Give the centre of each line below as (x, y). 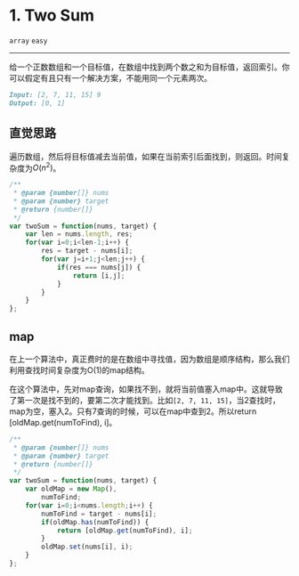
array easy (28, 41)
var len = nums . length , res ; (79, 234)
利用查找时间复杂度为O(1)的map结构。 (79, 369)
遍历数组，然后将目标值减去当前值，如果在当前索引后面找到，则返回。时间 (145, 156)
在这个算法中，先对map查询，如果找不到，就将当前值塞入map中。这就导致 (146, 389)
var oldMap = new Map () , (71, 489)
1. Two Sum (52, 16)
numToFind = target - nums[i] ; (99, 514)
